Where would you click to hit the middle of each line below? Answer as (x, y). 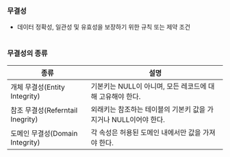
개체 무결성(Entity (38, 87)
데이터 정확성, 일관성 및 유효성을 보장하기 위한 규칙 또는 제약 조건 (103, 27)
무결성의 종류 (27, 53)
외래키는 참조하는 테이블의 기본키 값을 (148, 109)
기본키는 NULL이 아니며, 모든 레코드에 (149, 86)
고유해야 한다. (120, 96)
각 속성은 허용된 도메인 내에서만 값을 (146, 132)
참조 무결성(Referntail (44, 110)
